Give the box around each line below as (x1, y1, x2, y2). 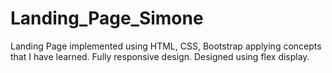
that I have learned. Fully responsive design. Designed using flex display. (10, 50, 310, 62)
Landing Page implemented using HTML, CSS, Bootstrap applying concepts (10, 40, 322, 52)
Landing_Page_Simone (10, 7, 204, 30)
